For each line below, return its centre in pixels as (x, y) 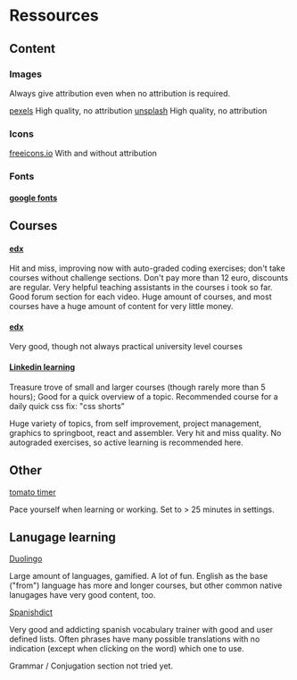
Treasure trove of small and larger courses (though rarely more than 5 (137, 387)
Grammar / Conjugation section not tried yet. (91, 666)
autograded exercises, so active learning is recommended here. (126, 442)
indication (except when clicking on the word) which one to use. (127, 649)
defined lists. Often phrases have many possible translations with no (135, 639)
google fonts (33, 197)
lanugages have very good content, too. (82, 595)
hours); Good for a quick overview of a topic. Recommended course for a (144, 396)
